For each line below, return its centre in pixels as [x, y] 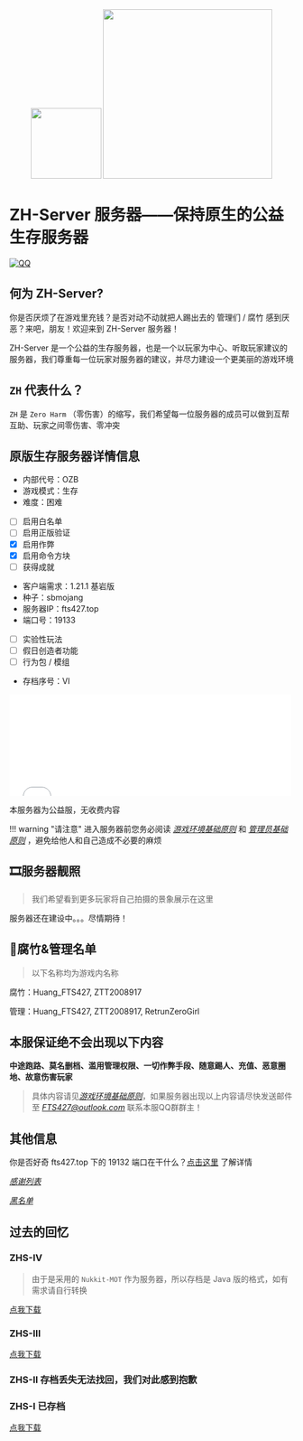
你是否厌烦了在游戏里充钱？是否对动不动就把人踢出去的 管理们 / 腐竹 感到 [146, 317]
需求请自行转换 [59, 1290]
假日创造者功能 [50, 650]
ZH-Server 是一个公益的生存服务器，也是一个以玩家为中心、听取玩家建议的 [149, 348]
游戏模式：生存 [50, 491]
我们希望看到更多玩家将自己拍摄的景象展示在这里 [122, 899]
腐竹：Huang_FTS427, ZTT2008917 [76, 992]
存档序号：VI [46, 680]
